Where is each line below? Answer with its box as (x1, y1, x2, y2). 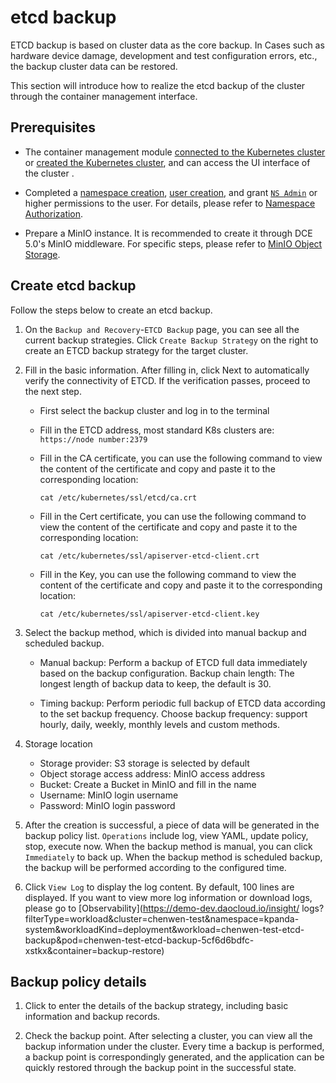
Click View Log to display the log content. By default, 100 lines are (24, 881, 295, 893)
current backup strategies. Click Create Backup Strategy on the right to (24, 334, 319, 346)
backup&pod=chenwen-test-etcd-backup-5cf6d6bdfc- (24, 934, 255, 946)
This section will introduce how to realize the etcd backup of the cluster (10, 79, 306, 91)
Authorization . (24, 207, 84, 220)
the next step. (24, 385, 82, 397)
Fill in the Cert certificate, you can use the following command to (39, 510, 307, 522)
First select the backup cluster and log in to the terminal (39, 404, 270, 416)
